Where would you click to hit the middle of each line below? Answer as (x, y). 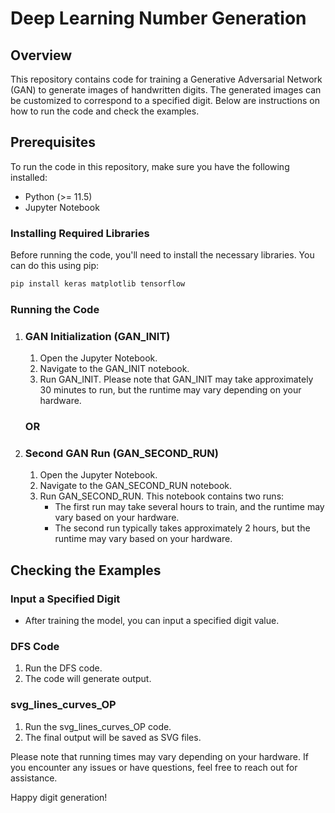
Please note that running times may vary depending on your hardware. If (159, 756)
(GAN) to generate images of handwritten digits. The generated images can (166, 90)
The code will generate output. (88, 679)
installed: (29, 177)
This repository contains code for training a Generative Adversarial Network (166, 79)
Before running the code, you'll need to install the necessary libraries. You (162, 255)
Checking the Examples (86, 570)
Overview (41, 55)
